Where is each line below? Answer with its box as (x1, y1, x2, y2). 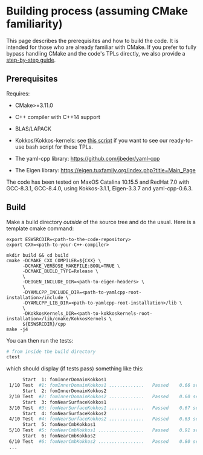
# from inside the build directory (6, 349, 96, 355)
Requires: (6, 89, 30, 97)
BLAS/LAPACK (14, 125, 51, 132)
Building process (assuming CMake (6, 4, 188, 18)
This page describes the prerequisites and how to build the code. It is (6, 37, 179, 44)
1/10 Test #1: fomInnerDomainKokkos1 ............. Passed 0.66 (8, 382, 190, 389)
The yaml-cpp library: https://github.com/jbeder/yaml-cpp (14, 155, 160, 162)
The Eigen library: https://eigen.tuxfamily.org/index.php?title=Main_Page (14, 166, 196, 173)
